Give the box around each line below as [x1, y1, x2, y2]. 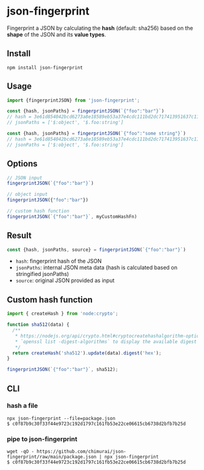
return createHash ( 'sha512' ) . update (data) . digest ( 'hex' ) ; [12, 350, 162, 356]
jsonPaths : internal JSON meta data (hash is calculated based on [15, 264, 178, 271]
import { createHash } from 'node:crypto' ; [7, 311, 119, 317]
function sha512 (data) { [7, 322, 70, 328]
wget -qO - [7, 449, 35, 455]
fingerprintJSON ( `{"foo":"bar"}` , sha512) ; [7, 367, 119, 373]
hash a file [7, 401, 38, 410]
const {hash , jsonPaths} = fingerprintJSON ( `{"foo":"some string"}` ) [7, 131, 186, 137]
